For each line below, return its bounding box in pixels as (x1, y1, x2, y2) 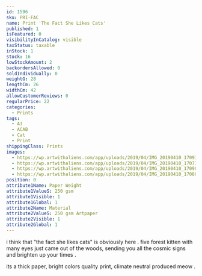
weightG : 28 (6, 76, 36, 82)
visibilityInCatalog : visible (6, 37, 82, 43)
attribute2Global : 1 (6, 222, 58, 228)
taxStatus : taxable (6, 43, 55, 49)
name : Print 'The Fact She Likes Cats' (6, 20, 106, 26)
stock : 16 (6, 54, 31, 60)
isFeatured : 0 (6, 31, 42, 37)
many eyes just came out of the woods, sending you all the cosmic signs (6, 245, 186, 252)
